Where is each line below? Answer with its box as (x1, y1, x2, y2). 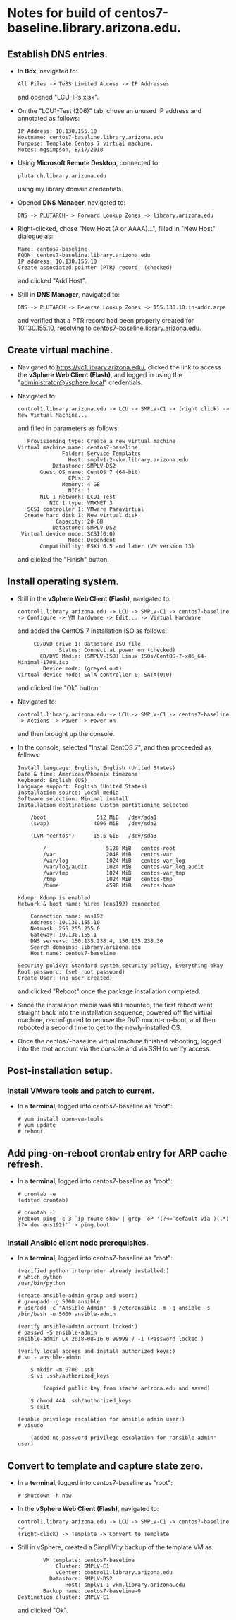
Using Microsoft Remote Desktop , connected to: (17, 159, 160, 167)
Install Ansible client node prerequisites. (7, 1238, 149, 1248)
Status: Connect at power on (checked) (58, 646, 176, 654)
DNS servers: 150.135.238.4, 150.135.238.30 (30, 938, 163, 945)
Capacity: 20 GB (55, 518, 104, 525)
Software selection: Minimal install (17, 795, 129, 803)
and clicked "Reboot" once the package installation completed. (17, 987, 201, 995)
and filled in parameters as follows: (17, 424, 120, 432)
